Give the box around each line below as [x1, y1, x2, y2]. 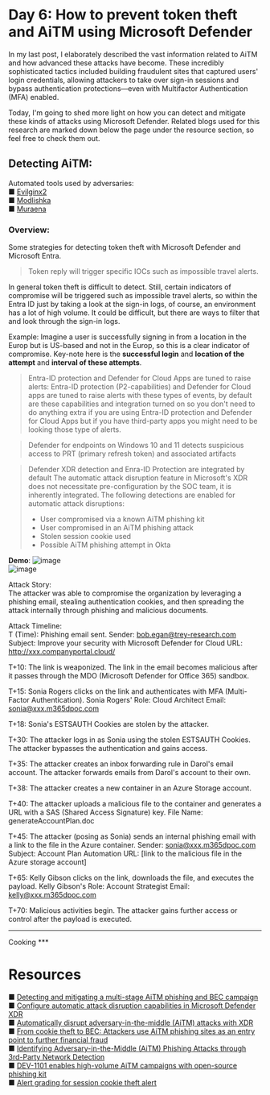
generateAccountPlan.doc [8, 816, 95, 826]
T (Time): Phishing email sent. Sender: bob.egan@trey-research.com [8, 630, 237, 640]
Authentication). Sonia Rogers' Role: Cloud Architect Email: [31, 695, 227, 705]
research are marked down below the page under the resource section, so [8, 125, 255, 135]
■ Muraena [8, 204, 47, 214]
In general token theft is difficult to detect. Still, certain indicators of [8, 282, 231, 292]
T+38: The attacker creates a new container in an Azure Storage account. [8, 783, 252, 793]
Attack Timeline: [8, 621, 63, 631]
